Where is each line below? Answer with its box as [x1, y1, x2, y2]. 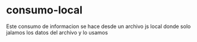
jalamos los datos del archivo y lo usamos [6, 29, 108, 36]
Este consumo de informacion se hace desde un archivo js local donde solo [6, 23, 191, 30]
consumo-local [6, 3, 83, 17]
